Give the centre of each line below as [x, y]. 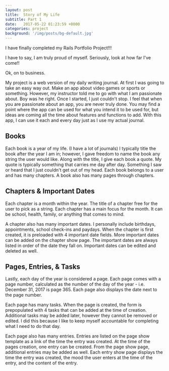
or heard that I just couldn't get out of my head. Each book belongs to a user [84, 170]
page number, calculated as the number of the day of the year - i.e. [75, 284]
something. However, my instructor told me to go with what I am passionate [84, 93]
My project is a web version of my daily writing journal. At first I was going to [85, 83]
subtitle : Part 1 [23, 19]
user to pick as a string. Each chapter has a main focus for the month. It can [84, 209]
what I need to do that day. [33, 326]
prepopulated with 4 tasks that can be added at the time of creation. [76, 310]
